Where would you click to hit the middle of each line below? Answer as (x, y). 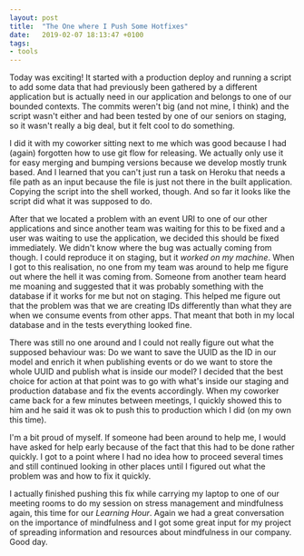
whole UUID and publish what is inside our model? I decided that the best (147, 372)
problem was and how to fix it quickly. (80, 476)
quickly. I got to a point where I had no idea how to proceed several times (147, 457)
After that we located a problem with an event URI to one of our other (138, 219)
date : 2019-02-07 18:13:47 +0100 (77, 35)
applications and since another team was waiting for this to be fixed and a (147, 229)
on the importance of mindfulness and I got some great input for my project (151, 522)
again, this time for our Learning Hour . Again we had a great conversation (147, 513)
